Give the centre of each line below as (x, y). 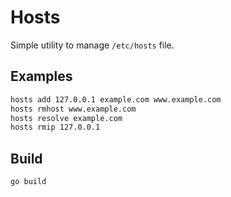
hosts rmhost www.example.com (73, 109)
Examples (41, 76)
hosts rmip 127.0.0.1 (55, 127)
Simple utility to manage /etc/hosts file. (92, 45)
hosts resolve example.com (66, 118)
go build (28, 182)
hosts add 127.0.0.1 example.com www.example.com (116, 99)
